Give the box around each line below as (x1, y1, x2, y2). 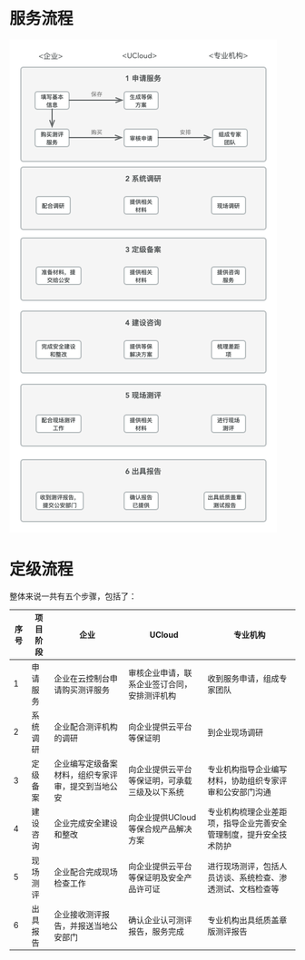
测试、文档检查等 (215, 883, 280, 894)
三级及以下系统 (128, 787, 184, 798)
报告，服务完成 (128, 926, 184, 936)
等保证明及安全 (128, 872, 184, 883)
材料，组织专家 (54, 769, 111, 780)
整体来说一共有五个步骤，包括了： (9, 591, 137, 602)
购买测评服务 (62, 684, 111, 695)
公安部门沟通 (223, 787, 272, 798)
